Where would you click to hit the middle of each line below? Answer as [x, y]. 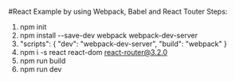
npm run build [43, 61]
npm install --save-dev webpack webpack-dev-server [108, 35]
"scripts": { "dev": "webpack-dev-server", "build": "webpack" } [123, 44]
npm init [33, 27]
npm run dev [41, 69]
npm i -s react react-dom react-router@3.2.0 [94, 52]
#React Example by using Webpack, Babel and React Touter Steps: [118, 12]
